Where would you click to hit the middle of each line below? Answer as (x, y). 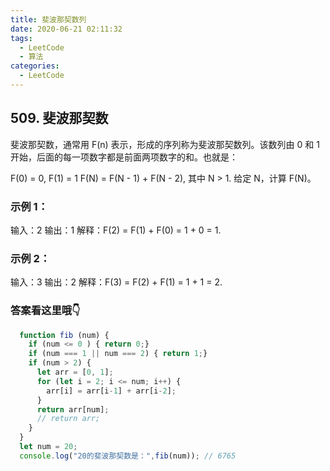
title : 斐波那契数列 (48, 19)
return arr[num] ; (73, 409)
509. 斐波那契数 (59, 118)
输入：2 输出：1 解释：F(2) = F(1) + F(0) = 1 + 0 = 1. (116, 230)
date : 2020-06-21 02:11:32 (66, 29)
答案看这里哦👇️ (45, 311)
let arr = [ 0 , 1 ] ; (75, 372)
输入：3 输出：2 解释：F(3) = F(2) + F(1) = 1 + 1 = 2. (116, 282)
